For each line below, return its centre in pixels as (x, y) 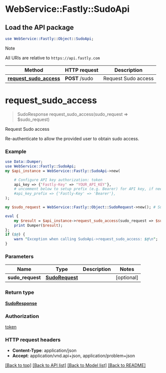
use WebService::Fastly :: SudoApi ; (41, 166)
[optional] (127, 277)
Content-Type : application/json (44, 351)
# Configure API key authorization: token (58, 180)
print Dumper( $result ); (39, 225)
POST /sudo (79, 78)
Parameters (19, 257)
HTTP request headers (33, 339)
